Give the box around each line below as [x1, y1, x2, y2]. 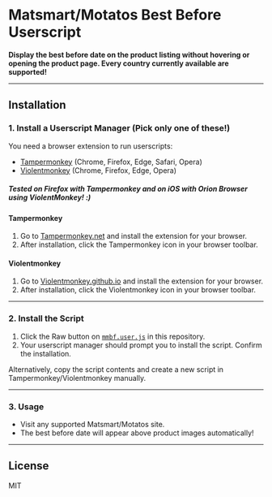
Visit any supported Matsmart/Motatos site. [19, 420, 165, 429]
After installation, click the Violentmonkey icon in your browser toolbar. [19, 285, 257, 295]
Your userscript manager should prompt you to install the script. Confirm [19, 339, 263, 350]
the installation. [19, 348, 71, 358]
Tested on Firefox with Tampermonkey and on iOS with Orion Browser [8, 184, 249, 194]
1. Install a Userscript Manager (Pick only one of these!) [8, 123, 231, 134]
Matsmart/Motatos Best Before [8, 6, 222, 24]
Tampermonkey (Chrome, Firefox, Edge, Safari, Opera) [19, 157, 202, 166]
